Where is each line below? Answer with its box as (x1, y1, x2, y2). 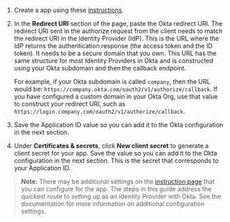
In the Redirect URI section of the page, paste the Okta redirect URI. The (13, 20, 223, 27)
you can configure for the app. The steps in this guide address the (20, 185, 212, 193)
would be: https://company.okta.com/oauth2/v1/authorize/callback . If (13, 85, 218, 93)
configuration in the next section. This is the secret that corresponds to (13, 156, 219, 165)
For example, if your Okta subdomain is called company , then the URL (13, 77, 211, 86)
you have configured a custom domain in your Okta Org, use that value (13, 92, 218, 101)
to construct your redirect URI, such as (13, 100, 126, 108)
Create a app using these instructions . (13, 6, 124, 14)
